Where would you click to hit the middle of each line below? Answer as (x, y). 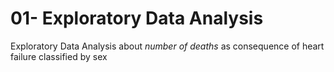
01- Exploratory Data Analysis (137, 18)
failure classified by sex (59, 56)
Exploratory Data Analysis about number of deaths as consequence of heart (167, 46)
